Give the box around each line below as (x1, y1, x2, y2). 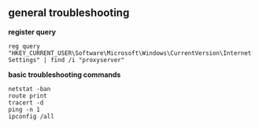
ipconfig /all (8, 112, 55, 120)
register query (8, 27, 57, 36)
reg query (8, 42, 41, 50)
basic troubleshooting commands (8, 70, 121, 79)
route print (8, 92, 47, 100)
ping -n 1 (8, 105, 41, 113)
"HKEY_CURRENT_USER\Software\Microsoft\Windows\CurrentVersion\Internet (8, 49, 252, 57)
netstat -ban (8, 85, 51, 93)
